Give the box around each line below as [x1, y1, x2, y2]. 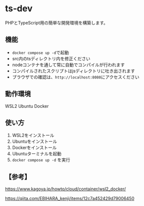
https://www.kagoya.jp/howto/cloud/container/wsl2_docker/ [5, 186, 126, 192]
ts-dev [5, 3, 33, 14]
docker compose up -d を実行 [12, 157, 70, 163]
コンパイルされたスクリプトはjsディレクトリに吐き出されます [12, 68, 135, 74]
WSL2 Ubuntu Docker [5, 103, 49, 109]
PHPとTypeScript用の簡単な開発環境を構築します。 [5, 20, 108, 26]
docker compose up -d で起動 [12, 50, 69, 55]
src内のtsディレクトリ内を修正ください [12, 55, 91, 61]
